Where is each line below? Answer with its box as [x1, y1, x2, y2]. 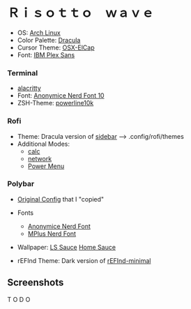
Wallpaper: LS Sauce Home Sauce [17, 243, 116, 251]
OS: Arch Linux [17, 28, 61, 37]
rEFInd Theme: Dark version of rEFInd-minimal [17, 256, 151, 264]
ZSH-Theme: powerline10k [17, 99, 94, 107]
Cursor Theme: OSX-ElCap [17, 43, 95, 52]
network [27, 154, 52, 163]
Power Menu [27, 162, 65, 170]
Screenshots [7, 277, 64, 289]
